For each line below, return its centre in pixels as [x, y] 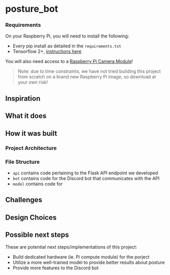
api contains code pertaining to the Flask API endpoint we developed [85, 173]
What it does [26, 116]
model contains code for [38, 184]
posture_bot [32, 9]
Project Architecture [31, 148]
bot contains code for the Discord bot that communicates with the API [86, 178]
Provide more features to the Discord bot [56, 268]
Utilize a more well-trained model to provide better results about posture [89, 263]
